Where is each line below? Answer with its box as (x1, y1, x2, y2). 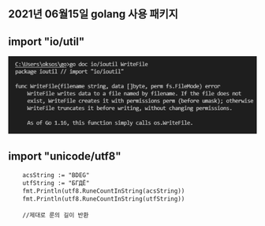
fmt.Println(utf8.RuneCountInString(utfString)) (22, 195, 185, 203)
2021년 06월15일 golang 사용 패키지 (8, 7, 179, 21)
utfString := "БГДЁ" (22, 179, 90, 187)
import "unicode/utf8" (8, 149, 121, 163)
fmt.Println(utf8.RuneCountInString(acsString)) (22, 187, 185, 195)
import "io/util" (8, 35, 85, 48)
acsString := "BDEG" (22, 171, 90, 179)
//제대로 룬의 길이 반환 (22, 212, 89, 220)
